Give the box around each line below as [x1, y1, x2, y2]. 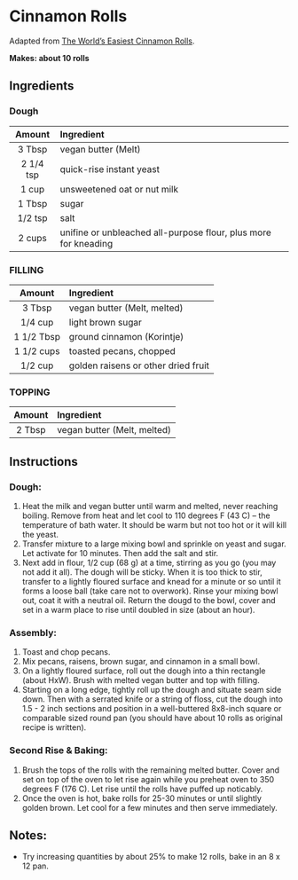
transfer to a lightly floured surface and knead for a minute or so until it [21, 576, 281, 586]
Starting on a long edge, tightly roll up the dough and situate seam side [21, 685, 282, 695]
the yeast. [21, 529, 59, 539]
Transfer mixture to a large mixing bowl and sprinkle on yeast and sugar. [21, 538, 286, 549]
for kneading [59, 237, 114, 249]
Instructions [9, 454, 78, 469]
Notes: [9, 828, 47, 843]
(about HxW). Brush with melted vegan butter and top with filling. [21, 675, 260, 686]
